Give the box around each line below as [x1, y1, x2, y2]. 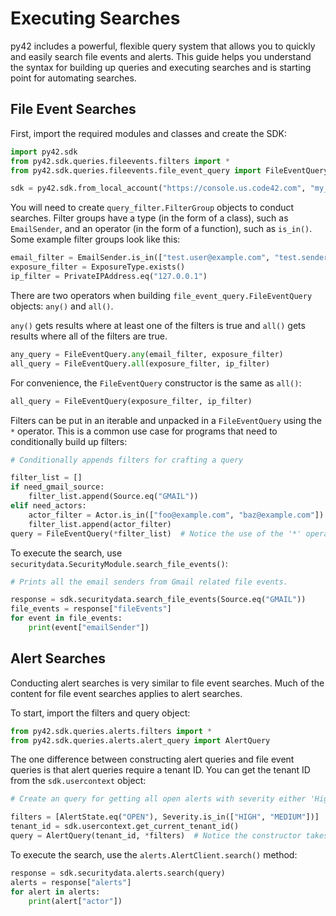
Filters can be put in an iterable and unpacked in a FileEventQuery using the [10, 414, 322, 426]
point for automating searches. [10, 72, 137, 84]
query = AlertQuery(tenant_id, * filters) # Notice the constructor [10, 831, 302, 841]
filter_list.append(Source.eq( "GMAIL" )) [28, 492, 199, 502]
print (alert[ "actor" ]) [28, 896, 123, 906]
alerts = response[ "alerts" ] [10, 877, 132, 887]
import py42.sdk [10, 147, 78, 157]
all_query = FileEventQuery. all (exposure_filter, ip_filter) [10, 358, 271, 369]
